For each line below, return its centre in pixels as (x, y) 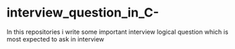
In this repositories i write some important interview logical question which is (118, 32)
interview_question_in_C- (83, 13)
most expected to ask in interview (56, 39)
